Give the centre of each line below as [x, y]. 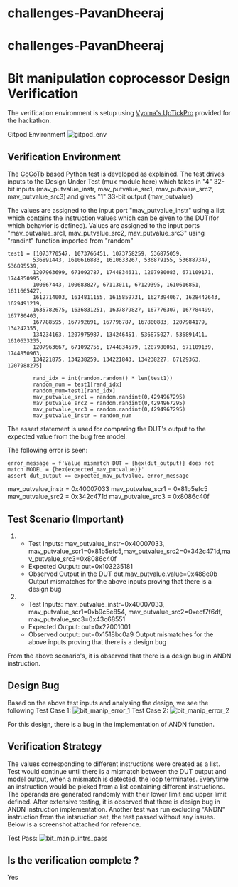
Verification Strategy [55, 746]
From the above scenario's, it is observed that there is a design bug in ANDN [119, 656]
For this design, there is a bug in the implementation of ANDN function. [111, 724]
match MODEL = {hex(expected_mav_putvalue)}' [76, 470]
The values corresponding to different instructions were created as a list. [114, 764]
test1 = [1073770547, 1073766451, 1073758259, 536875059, [95, 254]
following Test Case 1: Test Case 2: [88, 710]
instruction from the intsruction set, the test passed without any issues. [111, 817]
